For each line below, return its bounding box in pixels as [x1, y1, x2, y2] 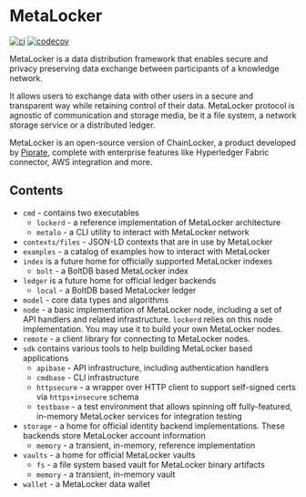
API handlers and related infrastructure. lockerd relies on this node [22, 314, 273, 325]
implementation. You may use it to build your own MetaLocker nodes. [22, 323, 283, 334]
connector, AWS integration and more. [9, 156, 153, 167]
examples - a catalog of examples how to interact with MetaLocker [22, 245, 270, 256]
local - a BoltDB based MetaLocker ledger [36, 285, 197, 295]
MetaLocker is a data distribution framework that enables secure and [9, 53, 269, 64]
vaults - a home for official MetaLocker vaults [22, 449, 196, 461]
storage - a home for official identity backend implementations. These [22, 420, 285, 431]
